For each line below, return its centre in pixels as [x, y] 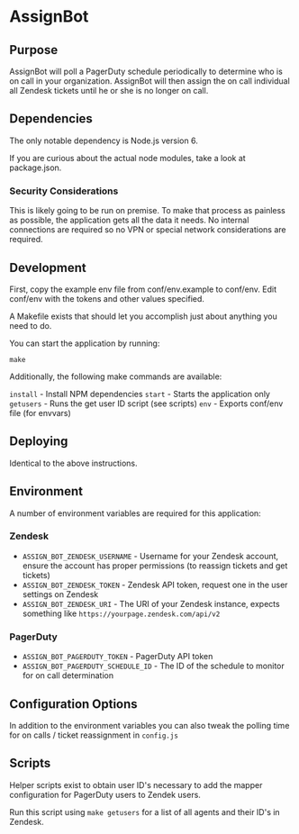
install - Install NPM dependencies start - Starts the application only [140, 394]
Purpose [34, 50]
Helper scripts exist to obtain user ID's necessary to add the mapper [136, 784]
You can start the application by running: [85, 343]
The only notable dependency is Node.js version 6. [104, 141]
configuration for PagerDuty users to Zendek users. [105, 794]
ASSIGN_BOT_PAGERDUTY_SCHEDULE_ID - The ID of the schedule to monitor [154, 666]
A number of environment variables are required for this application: [135, 513]
